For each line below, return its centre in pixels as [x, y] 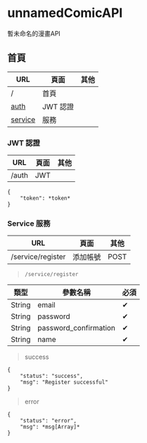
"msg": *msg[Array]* [50, 427]
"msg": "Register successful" [64, 382]
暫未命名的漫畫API [34, 33]
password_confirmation [77, 328]
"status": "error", [49, 421]
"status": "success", [51, 376]
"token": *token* [45, 199]
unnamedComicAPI [65, 13]
